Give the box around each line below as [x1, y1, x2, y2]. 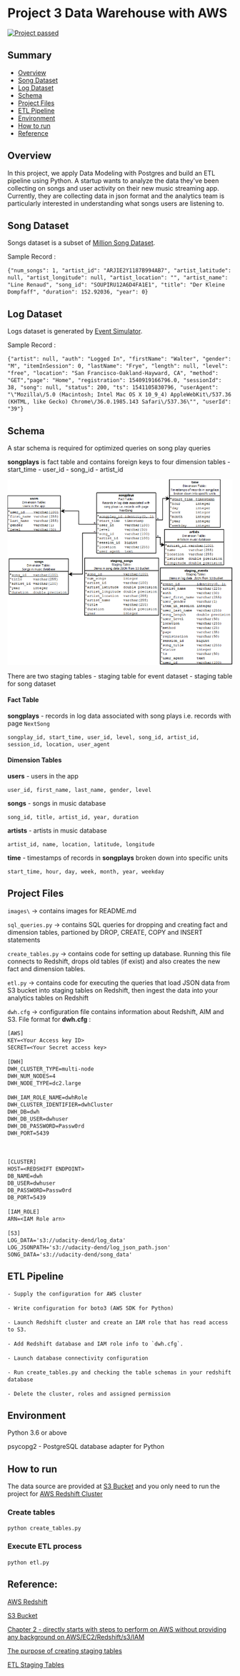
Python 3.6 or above [7, 1428, 68, 1437]
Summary [7, 49, 52, 61]
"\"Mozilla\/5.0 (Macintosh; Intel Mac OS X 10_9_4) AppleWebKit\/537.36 [7, 391, 232, 398]
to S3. [7, 1326, 27, 1333]
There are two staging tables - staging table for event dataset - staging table [7, 671, 233, 680]
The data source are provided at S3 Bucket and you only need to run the [7, 1482, 220, 1490]
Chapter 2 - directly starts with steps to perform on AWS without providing [7, 1625, 227, 1633]
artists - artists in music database [7, 826, 107, 835]
